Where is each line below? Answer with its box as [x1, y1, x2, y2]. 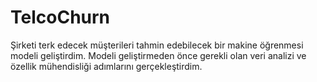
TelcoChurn [10, 6, 111, 29]
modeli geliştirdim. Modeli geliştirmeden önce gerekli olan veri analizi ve [10, 49, 307, 61]
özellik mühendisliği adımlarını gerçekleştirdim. [10, 60, 203, 72]
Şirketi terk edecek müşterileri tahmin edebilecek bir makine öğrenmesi [10, 39, 304, 51]
